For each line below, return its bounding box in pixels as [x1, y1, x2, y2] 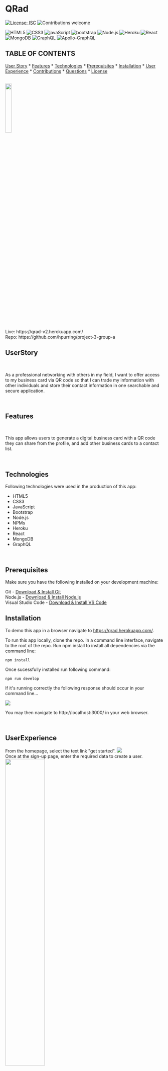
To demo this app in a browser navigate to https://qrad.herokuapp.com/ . [5, 627, 154, 633]
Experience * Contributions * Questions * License [5, 68, 108, 74]
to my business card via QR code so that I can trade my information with [5, 377, 154, 383]
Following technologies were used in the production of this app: [5, 484, 137, 490]
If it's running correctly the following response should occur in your [5, 685, 144, 691]
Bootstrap [12, 509, 33, 515]
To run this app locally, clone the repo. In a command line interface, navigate [5, 637, 163, 643]
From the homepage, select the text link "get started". [5, 748, 116, 754]
